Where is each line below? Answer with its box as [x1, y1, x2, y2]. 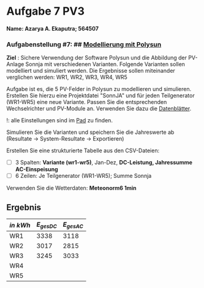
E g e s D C [36, 220, 57, 230]
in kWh [9, 221, 31, 229]
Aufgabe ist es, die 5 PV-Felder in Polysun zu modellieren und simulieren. [6, 86, 192, 93]
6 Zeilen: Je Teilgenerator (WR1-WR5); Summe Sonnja [15, 172, 152, 180]
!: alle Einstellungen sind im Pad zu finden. [6, 117, 113, 124]
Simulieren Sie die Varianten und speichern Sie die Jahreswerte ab [6, 128, 175, 136]
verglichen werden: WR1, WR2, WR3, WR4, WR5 [6, 73, 127, 81]
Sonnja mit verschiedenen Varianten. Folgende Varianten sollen [25, 61, 186, 68]
